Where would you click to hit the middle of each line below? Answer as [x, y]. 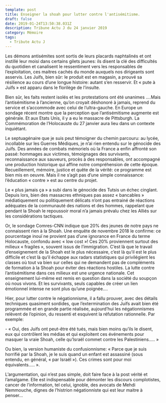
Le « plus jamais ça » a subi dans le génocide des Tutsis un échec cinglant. [82, 190]
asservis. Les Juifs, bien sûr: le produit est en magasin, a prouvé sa [74, 77]
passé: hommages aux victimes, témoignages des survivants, [68, 154]
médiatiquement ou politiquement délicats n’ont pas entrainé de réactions [80, 200]
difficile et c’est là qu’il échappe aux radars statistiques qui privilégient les [80, 257]
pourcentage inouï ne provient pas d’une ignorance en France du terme [78, 236]
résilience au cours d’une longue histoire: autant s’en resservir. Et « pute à [80, 82]
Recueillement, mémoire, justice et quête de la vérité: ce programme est [78, 170]
